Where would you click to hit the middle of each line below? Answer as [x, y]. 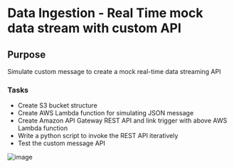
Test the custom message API [61, 143]
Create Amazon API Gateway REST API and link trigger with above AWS [122, 121]
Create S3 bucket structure [57, 105]
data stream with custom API [94, 28]
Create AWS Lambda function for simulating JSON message [106, 113]
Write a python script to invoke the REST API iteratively [98, 136]
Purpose [27, 54]
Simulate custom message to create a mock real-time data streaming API [114, 72]
